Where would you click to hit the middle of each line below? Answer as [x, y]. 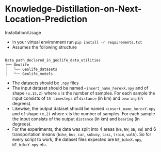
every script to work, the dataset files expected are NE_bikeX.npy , [77, 139]
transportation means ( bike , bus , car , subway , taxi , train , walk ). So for [82, 135]
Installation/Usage [23, 32]
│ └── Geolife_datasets [31, 69]
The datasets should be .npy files [45, 83]
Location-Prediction [46, 19]
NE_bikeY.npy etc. [30, 145]
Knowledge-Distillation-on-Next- [73, 9]
